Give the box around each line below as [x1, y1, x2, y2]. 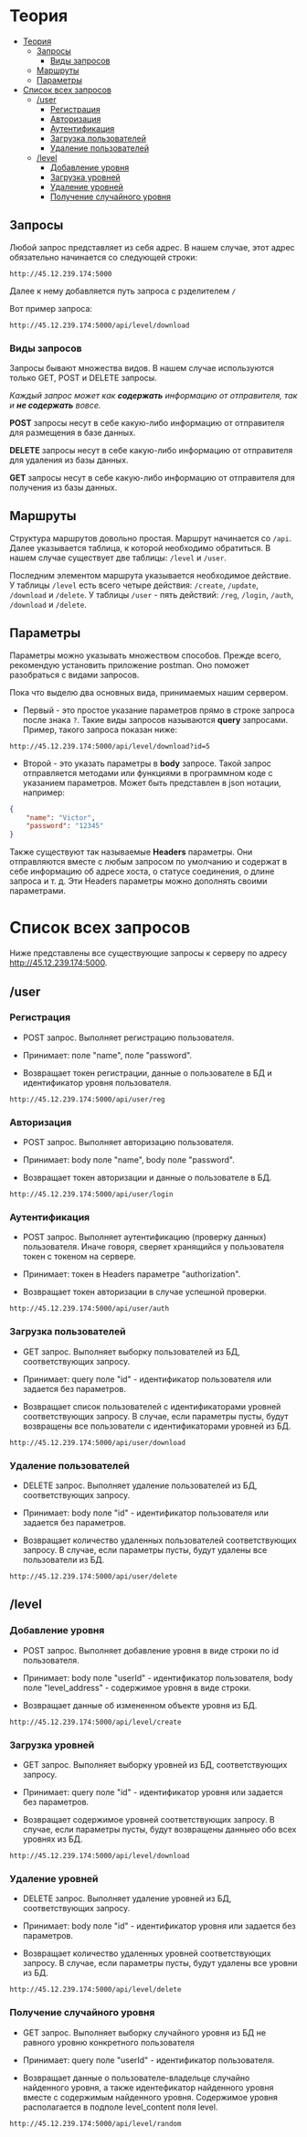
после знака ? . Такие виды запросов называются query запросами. [22, 714, 289, 725]
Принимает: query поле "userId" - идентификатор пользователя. [22, 2054, 275, 2066]
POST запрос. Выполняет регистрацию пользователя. [22, 1032, 235, 1043]
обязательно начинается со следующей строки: [9, 251, 198, 262]
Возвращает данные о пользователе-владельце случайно [22, 2072, 250, 2083]
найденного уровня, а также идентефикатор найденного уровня [22, 2081, 274, 2093]
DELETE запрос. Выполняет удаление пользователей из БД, [22, 1480, 258, 1491]
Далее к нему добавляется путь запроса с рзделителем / [9, 285, 237, 296]
